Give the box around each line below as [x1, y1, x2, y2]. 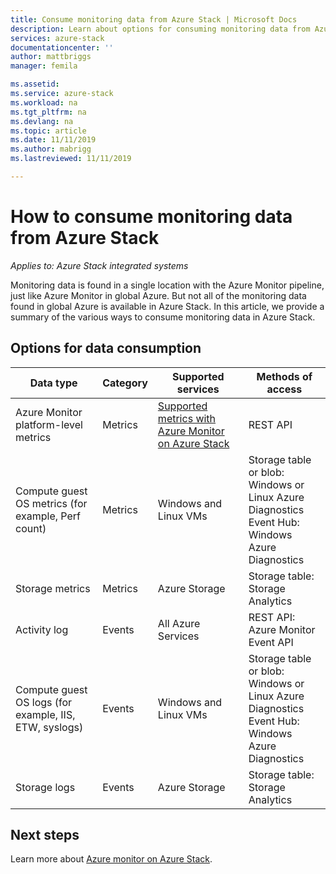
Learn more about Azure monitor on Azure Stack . [10, 853, 213, 865]
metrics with [157, 411, 217, 425]
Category [102, 376, 148, 390]
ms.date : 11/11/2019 [10, 135, 97, 145]
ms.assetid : [10, 79, 60, 90]
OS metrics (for [15, 496, 88, 510]
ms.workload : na [10, 97, 78, 108]
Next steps [10, 827, 80, 844]
